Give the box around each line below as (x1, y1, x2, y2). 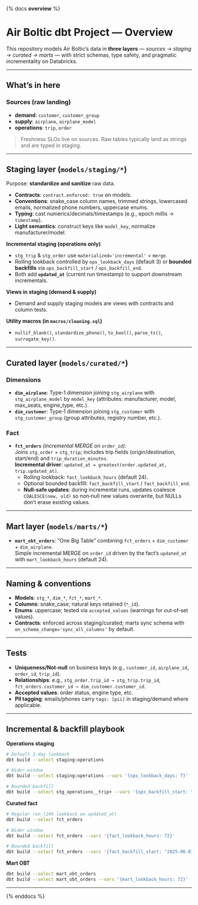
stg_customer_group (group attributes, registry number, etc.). (14, 414, 162, 422)
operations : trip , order (14, 124, 72, 131)
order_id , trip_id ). (14, 670, 61, 677)
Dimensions (6, 375, 41, 384)
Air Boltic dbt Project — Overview (6, 26, 173, 39)
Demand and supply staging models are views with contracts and (14, 300, 174, 307)
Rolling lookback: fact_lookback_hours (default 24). (23, 473, 148, 481)
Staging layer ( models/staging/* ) (6, 165, 127, 175)
